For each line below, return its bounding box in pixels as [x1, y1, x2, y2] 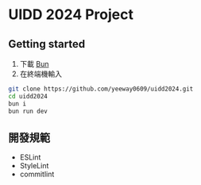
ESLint [19, 152, 41, 162]
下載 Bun [19, 60, 49, 68]
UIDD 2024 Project [8, 6, 133, 24]
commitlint [19, 169, 55, 179]
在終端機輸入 [19, 69, 62, 79]
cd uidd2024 [8, 92, 48, 100]
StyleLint [19, 161, 49, 171]
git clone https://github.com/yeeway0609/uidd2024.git [8, 85, 194, 93]
